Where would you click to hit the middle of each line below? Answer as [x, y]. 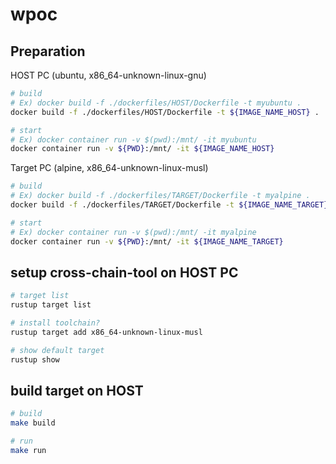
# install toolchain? [55, 323]
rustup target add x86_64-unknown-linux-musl [106, 332]
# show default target [57, 350]
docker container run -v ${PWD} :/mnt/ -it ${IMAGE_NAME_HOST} [142, 149]
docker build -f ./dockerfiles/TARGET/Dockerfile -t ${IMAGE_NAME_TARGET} [169, 205]
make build [33, 423]
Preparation [48, 51]
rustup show [35, 359]
